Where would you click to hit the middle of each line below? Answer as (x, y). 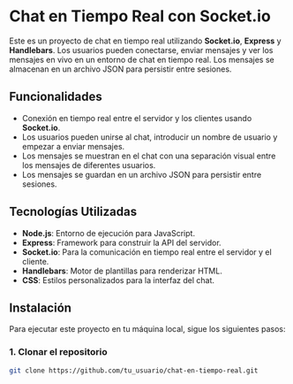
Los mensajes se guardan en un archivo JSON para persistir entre (142, 174)
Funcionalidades (56, 97)
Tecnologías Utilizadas (73, 212)
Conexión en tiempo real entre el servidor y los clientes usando (137, 118)
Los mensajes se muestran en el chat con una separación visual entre (149, 156)
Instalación (41, 307)
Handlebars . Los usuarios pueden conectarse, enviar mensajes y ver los (141, 50)
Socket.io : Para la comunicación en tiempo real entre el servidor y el (146, 252)
